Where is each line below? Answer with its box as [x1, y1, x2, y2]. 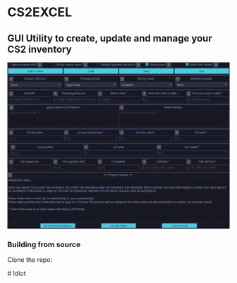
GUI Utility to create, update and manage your [7, 32, 213, 44]
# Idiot [7, 269, 26, 278]
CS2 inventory [7, 43, 72, 55]
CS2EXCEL [7, 4, 73, 20]
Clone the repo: [7, 256, 53, 264]
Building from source [7, 239, 81, 249]
